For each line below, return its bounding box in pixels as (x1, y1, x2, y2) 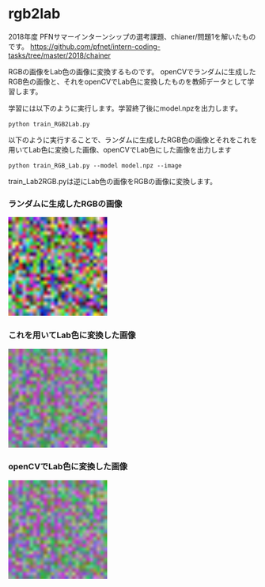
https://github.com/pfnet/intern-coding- (30, 41, 161, 51)
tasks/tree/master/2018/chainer (8, 51, 111, 60)
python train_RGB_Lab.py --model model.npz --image (8, 161, 182, 170)
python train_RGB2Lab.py (8, 120, 90, 128)
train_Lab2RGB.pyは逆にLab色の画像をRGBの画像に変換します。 (8, 176, 218, 186)
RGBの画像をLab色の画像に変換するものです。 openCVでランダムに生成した (8, 66, 256, 76)
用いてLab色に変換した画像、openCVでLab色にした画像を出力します (8, 145, 232, 154)
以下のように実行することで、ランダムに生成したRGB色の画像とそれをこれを (8, 135, 258, 145)
